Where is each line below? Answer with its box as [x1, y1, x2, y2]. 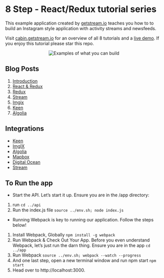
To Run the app [5, 179, 53, 187]
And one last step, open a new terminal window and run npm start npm [12, 257, 156, 263]
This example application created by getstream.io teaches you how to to [5, 20, 154, 26]
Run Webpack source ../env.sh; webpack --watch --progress [12, 252, 141, 258]
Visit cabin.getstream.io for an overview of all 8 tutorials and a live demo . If [5, 35, 159, 41]
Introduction [12, 78, 38, 84]
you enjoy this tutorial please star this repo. [5, 40, 94, 46]
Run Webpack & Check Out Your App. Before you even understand [12, 237, 150, 243]
